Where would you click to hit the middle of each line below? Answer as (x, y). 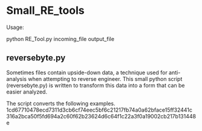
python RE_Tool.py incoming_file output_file (60, 39)
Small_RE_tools (45, 11)
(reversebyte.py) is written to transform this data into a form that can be (96, 85)
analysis (17, 78)
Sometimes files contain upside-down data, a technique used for (87, 72)
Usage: (15, 27)
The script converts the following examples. (61, 103)
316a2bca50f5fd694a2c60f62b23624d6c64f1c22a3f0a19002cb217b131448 (101, 116)
